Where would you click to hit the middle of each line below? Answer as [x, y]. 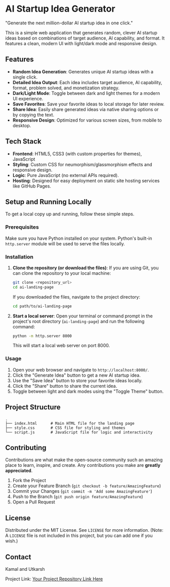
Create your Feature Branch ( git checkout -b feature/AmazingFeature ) [87, 486]
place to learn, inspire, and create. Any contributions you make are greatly [83, 465]
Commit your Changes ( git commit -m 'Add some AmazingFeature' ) [82, 491]
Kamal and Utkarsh [25, 569]
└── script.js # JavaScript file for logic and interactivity [79, 432]
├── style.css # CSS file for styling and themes [65, 428]
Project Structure [33, 407]
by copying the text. [33, 115]
